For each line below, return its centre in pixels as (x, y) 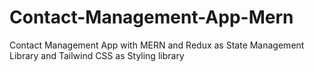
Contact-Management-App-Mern (151, 17)
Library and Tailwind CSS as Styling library (97, 55)
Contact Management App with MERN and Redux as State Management (157, 45)
